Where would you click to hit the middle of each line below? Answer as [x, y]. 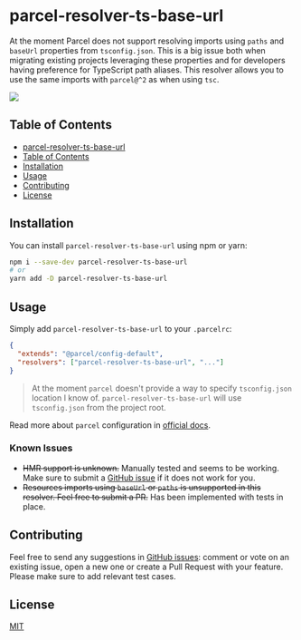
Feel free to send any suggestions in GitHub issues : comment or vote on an [149, 557]
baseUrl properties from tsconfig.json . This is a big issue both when [138, 50]
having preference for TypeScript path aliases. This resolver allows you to [147, 70]
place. [34, 506]
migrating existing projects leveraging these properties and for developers [148, 60]
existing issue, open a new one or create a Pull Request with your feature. [146, 567]
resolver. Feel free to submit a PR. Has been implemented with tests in [153, 497]
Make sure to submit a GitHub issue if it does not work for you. [139, 478]
